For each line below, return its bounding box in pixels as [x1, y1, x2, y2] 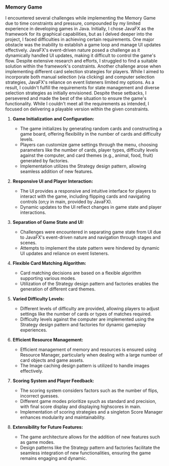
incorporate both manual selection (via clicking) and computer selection [5, 74, 155, 80]
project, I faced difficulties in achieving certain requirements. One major [5, 36, 155, 42]
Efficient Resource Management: [12, 337, 83, 343]
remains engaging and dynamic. [20, 455, 87, 461]
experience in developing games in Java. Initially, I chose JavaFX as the [5, 26, 154, 32]
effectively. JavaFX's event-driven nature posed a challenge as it [5, 47, 140, 53]
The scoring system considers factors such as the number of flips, [20, 387, 159, 394]
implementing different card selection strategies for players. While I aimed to [5, 69, 164, 75]
